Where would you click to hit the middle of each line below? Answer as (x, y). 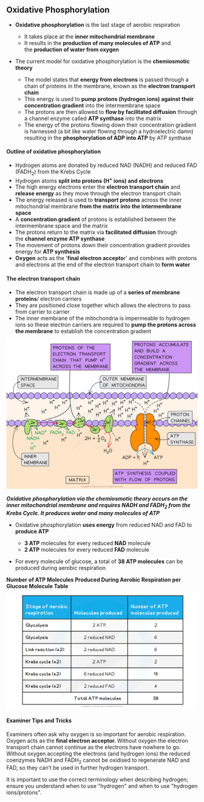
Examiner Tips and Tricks (39, 720)
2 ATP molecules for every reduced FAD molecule (87, 549)
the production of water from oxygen (72, 49)
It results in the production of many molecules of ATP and (97, 43)
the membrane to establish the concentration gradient (83, 331)
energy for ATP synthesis (47, 252)
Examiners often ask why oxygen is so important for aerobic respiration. (96, 734)
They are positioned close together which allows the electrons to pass (103, 305)
